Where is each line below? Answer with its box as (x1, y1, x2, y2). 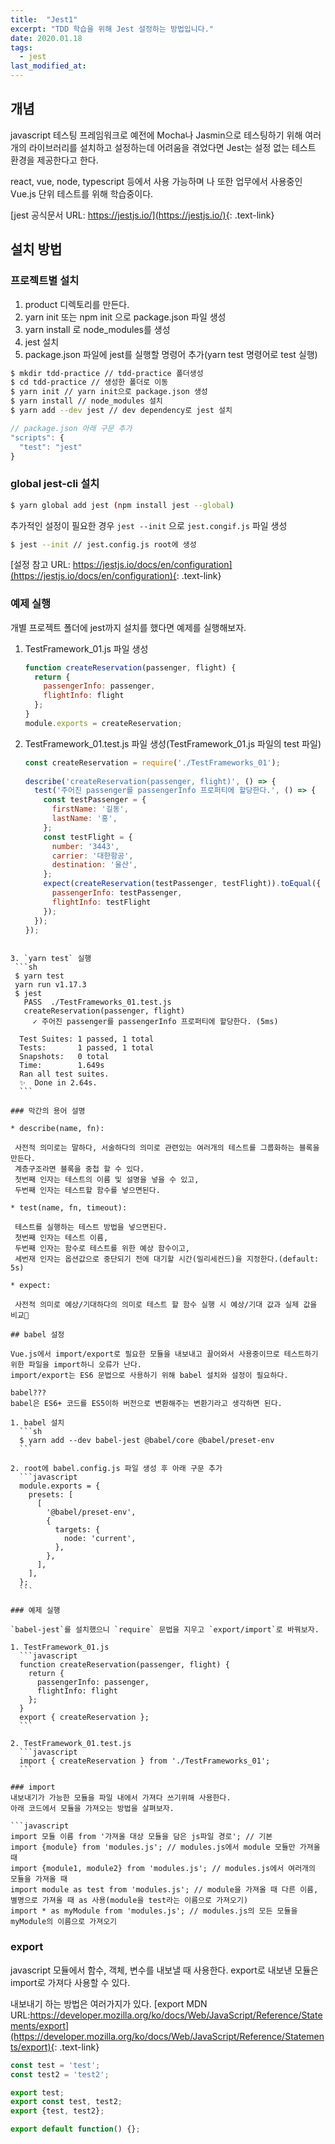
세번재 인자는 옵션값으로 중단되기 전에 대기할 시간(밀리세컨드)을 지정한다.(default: (14, 1254, 320, 1265)
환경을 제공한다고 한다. (10, 154, 99, 166)
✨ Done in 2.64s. (19, 1078, 98, 1088)
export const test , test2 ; (10, 2097, 123, 2107)
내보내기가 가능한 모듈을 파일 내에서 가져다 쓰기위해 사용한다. (10, 1793, 232, 1803)
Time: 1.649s (19, 1061, 105, 1071)
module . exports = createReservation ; (24, 718, 183, 728)
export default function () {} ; (10, 2124, 141, 2135)
